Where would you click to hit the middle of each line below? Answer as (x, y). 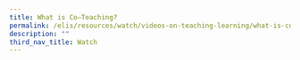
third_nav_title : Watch (54, 42)
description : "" (39, 34)
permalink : (29, 26)
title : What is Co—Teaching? (63, 17)
